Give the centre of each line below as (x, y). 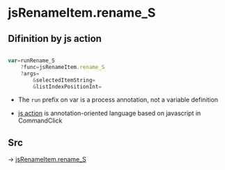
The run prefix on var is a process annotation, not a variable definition (118, 100)
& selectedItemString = (64, 80)
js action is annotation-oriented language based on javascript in (109, 114)
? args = (30, 74)
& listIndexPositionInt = (67, 86)
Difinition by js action (55, 39)
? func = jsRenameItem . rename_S (63, 67)
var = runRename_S (31, 61)
